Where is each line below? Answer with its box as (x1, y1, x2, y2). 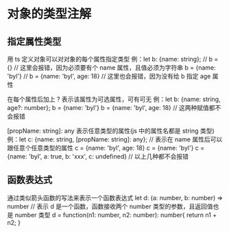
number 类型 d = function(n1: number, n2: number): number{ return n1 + (14, 210, 217, 219)
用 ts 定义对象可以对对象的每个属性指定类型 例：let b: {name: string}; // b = (7, 55, 219, 63)
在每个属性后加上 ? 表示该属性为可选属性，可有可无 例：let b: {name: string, (7, 95, 221, 103)
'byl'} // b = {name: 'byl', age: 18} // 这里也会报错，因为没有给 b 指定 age (7, 72, 211, 80)
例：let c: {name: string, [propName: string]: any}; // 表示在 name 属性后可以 (7, 135, 223, 143)
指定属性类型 (7, 36, 62, 47)
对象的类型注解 (7, 6, 92, 22)
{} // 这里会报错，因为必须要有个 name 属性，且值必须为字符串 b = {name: (7, 64, 216, 72)
